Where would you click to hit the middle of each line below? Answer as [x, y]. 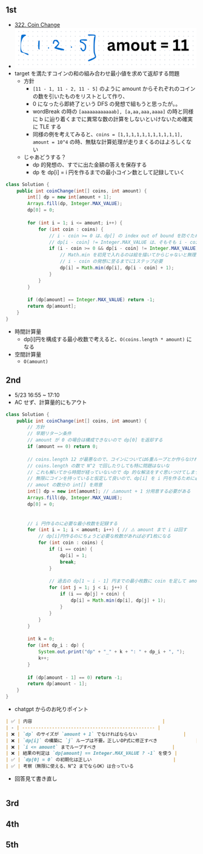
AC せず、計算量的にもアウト [51, 402]
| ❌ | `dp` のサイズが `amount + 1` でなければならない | [96, 734]
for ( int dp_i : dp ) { [56, 645]
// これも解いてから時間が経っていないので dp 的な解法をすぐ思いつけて [107, 472]
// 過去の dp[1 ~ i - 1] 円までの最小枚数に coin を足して [118, 581]
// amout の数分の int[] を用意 [65, 485]
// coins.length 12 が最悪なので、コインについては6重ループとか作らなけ [111, 459]
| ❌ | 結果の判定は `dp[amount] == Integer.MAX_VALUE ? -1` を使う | [92, 754]
